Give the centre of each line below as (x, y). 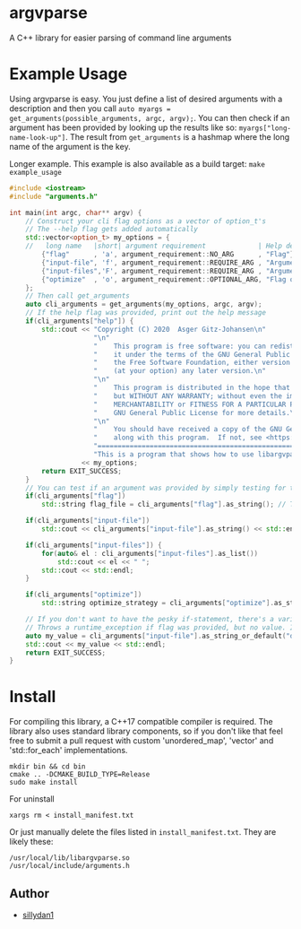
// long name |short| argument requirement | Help (154, 246)
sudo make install (43, 783)
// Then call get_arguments (77, 296)
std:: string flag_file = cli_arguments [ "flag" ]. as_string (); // (164, 505)
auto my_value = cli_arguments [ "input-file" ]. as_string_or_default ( (156, 636)
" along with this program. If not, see (178, 438)
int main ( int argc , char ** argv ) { (76, 213)
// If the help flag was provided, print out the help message (146, 313)
